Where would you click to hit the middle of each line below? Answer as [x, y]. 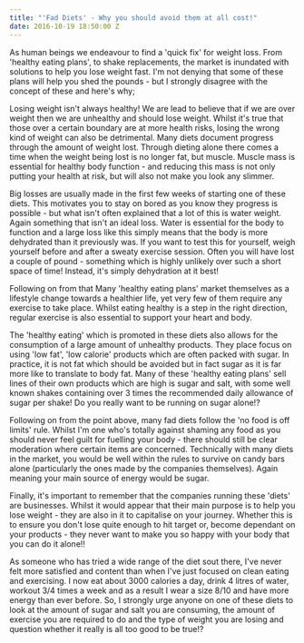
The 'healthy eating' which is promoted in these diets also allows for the [144, 335]
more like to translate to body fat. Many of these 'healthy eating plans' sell [148, 373]
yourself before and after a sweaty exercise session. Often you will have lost [152, 252]
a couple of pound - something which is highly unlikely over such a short [145, 261]
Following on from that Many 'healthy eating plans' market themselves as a [150, 288]
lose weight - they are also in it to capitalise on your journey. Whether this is [151, 515]
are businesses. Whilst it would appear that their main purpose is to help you [152, 505]
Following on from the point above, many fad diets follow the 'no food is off [150, 420]
